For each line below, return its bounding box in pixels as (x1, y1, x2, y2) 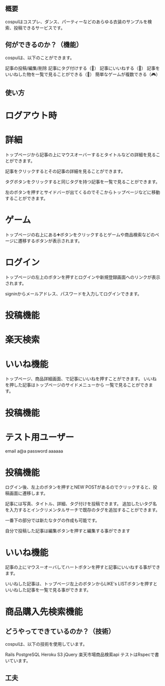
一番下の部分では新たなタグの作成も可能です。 (5, 518, 100, 523)
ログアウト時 (5, 110, 58, 122)
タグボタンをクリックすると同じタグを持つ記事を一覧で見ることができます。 (5, 179, 160, 185)
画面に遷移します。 (9, 490, 48, 496)
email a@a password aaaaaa (5, 448, 63, 454)
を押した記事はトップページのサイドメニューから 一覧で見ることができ (5, 382, 149, 388)
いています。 (5, 658, 31, 664)
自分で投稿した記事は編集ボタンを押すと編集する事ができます (5, 528, 131, 534)
